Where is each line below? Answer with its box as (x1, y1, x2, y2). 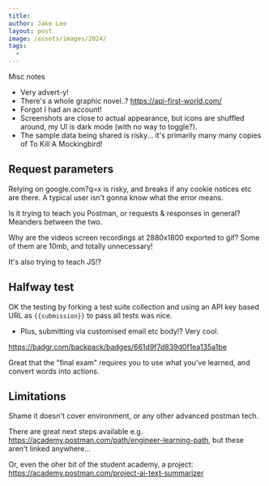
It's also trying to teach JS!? (8, 257, 101, 266)
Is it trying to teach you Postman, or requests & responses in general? (8, 208, 241, 218)
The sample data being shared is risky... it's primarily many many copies (19, 130, 262, 140)
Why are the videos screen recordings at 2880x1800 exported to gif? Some (8, 232, 260, 242)
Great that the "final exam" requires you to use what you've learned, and (8, 357, 250, 367)
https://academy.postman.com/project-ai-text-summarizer (8, 468, 204, 478)
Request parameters (8, 163, 114, 177)
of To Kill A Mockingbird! (19, 139, 103, 148)
